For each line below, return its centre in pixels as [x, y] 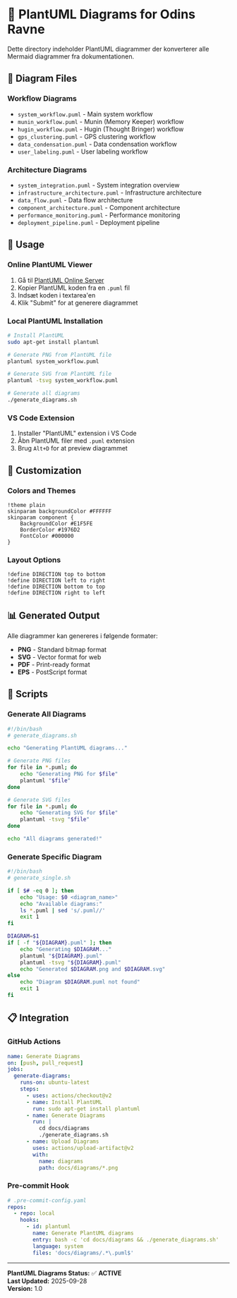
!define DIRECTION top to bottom [56, 575]
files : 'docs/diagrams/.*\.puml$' [83, 1253]
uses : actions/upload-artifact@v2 [83, 1148]
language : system [58, 1246]
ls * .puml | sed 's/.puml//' [63, 910]
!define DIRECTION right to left [56, 593]
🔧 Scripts [28, 694]
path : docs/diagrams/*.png [78, 1168]
